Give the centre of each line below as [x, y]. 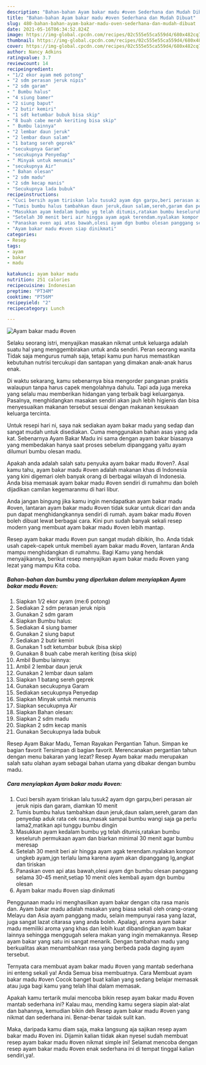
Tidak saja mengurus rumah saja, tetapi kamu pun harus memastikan [94, 356]
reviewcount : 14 [28, 63]
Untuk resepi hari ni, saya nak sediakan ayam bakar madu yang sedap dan [101, 425]
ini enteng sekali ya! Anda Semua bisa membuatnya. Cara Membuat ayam [99, 973]
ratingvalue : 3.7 [29, 58]
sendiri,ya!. [21, 1055]
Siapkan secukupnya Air [46, 706]
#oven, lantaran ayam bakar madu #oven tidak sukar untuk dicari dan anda [101, 508]
